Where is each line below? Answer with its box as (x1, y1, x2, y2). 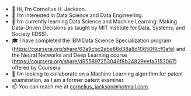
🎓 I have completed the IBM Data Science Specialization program (11, 37, 171, 44)
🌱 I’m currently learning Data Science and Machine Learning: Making (11, 18, 177, 25)
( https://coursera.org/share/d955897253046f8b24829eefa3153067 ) (11, 58, 177, 64)
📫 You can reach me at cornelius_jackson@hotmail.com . (11, 83, 150, 90)
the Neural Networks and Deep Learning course (11, 52, 127, 59)
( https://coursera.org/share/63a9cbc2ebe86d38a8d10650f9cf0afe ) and (11, 46, 186, 52)
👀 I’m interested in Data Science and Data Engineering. (11, 12, 144, 19)
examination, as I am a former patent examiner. (11, 77, 125, 83)
